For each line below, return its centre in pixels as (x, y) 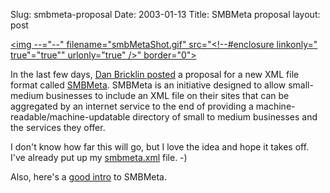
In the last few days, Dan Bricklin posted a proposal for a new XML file (155, 74)
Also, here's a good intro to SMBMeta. (88, 177)
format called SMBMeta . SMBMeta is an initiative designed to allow (148, 85)
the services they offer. (58, 127)
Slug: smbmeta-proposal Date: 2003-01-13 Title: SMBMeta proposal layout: (165, 14)
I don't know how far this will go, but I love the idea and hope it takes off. (160, 147)
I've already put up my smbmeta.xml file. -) (99, 157)
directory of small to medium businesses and (225, 117)
